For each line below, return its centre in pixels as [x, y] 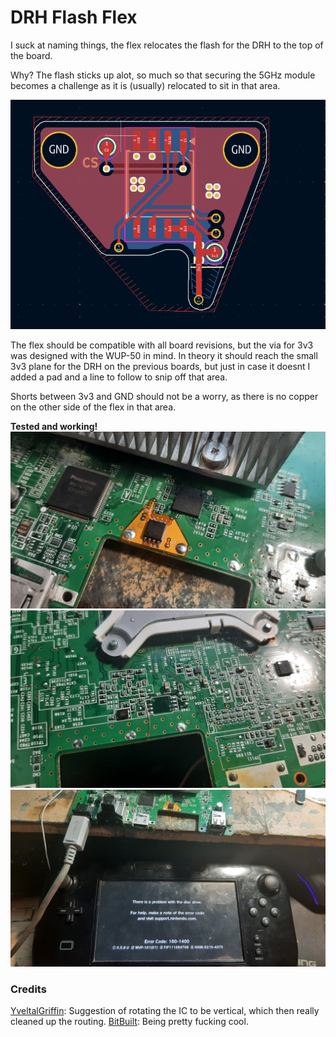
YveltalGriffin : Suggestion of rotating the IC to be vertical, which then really [165, 1011]
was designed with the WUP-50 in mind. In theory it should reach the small [164, 355]
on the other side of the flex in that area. [93, 407]
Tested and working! [54, 426]
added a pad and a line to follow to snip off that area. [119, 377]
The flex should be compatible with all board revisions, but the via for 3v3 [162, 345]
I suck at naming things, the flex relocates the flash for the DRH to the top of [167, 45]
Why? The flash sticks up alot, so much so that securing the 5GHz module [163, 75]
